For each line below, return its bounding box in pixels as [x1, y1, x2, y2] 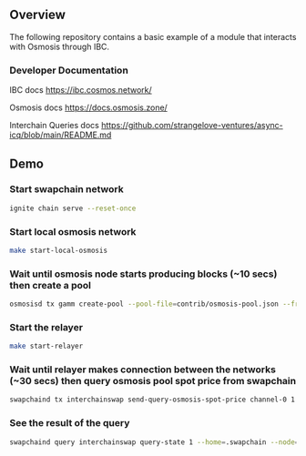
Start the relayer [9, 320, 84, 333]
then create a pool [9, 279, 91, 291]
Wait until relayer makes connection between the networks [9, 363, 276, 376]
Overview [9, 7, 66, 23]
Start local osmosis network [9, 225, 137, 238]
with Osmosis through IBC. [9, 41, 110, 52]
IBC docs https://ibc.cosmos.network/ [9, 85, 152, 96]
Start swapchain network [9, 183, 125, 196]
